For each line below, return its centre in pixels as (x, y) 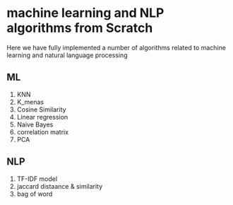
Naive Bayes (35, 124)
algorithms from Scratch (80, 28)
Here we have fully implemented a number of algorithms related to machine (116, 47)
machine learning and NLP (85, 13)
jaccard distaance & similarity (60, 186)
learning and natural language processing (67, 55)
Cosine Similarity (41, 109)
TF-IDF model (37, 179)
